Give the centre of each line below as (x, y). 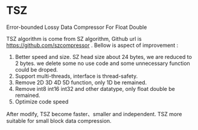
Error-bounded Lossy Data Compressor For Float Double (77, 27)
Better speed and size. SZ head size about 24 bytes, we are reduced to (103, 57)
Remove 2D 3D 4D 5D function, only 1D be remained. (81, 82)
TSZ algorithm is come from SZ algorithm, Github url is (74, 39)
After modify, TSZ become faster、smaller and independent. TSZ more (94, 114)
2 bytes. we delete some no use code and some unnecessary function (102, 63)
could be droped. (37, 69)
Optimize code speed (42, 101)
